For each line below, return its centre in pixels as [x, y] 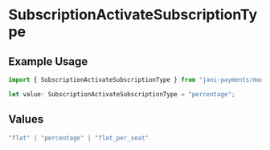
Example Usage [48, 61]
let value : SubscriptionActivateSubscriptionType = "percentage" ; [122, 94]
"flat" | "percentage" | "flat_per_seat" [79, 138]
